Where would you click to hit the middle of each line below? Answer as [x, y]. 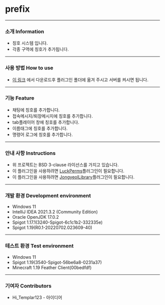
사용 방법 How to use [29, 68]
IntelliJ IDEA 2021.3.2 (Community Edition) [55, 212]
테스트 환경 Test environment [39, 246]
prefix [18, 9]
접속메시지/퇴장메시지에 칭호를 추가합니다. [53, 116]
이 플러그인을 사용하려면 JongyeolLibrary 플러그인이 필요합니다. [73, 177]
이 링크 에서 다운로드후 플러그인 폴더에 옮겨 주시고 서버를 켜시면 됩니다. [80, 79]
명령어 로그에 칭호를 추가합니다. [42, 135]
